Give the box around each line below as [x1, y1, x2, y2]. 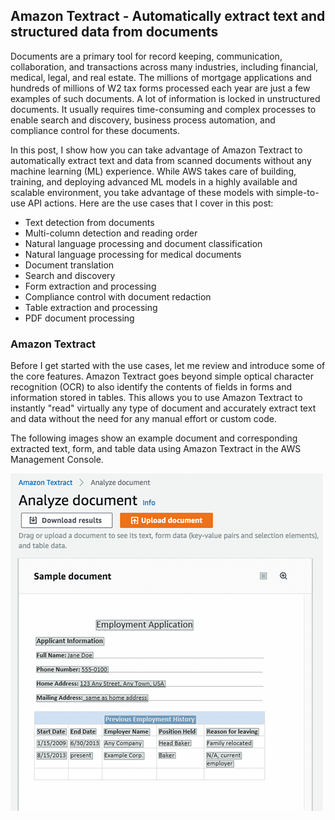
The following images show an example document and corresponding [10, 432, 298, 444]
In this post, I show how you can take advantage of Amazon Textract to [10, 144, 303, 156]
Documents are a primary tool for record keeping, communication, [10, 50, 283, 62]
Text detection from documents [24, 216, 155, 228]
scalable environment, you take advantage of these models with [10, 186, 274, 198]
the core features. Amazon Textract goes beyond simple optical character [10, 370, 314, 383]
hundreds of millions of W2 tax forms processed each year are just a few [10, 82, 311, 94]
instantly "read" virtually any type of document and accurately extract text [10, 402, 317, 414]
